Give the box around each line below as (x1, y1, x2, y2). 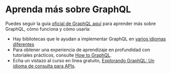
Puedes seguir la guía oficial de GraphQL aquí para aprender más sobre (5, 20, 156, 27)
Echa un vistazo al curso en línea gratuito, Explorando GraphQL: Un (12, 57, 155, 63)
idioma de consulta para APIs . (12, 63, 76, 69)
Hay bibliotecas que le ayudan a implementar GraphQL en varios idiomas (12, 36, 166, 42)
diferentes (12, 41, 35, 47)
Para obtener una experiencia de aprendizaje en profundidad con (12, 46, 151, 53)
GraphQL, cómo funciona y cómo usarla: (5, 26, 91, 32)
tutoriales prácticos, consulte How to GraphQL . (12, 52, 112, 58)
